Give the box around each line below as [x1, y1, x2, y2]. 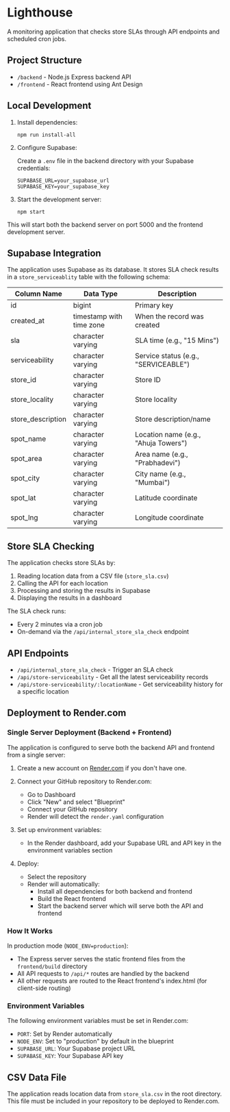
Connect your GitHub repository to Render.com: [16, 777, 152, 785]
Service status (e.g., [134, 351, 200, 361]
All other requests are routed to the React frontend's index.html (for [16, 976, 207, 985]
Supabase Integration [7, 247, 101, 259]
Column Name [14, 289, 63, 299]
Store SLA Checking [7, 540, 94, 552]
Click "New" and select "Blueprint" [27, 798, 125, 806]
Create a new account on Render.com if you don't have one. [16, 763, 187, 772]
